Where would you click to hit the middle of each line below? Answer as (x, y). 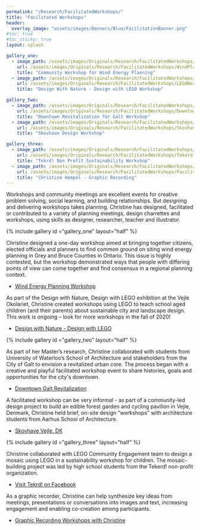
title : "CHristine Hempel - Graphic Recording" (77, 177)
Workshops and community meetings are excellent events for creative (92, 194)
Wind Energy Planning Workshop (55, 286)
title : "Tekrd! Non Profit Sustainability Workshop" (84, 161)
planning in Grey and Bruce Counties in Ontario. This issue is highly (89, 256)
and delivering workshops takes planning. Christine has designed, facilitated (100, 207)
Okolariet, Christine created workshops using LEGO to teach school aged (96, 304)
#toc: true (20, 34)
